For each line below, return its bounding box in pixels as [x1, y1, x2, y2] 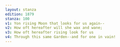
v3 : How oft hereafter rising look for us [5, 30, 94, 35]
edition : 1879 [5, 12, 35, 17]
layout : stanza [5, 7, 37, 12]
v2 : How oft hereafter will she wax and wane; [5, 25, 103, 30]
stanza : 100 [5, 16, 30, 21]
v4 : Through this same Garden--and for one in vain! [5, 35, 116, 40]
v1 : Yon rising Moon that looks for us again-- [5, 21, 105, 26]
